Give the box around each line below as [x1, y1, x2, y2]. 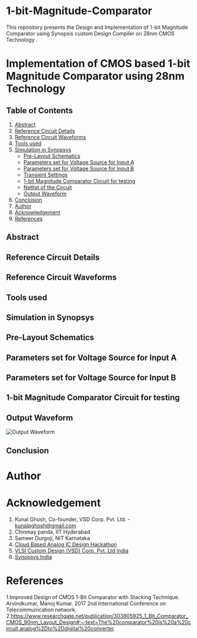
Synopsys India [14, 553, 52, 560]
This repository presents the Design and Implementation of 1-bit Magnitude [6, 24, 188, 31]
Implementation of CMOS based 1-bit [6, 57, 191, 70]
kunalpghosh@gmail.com [14, 522, 76, 529]
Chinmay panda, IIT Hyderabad [14, 528, 91, 535]
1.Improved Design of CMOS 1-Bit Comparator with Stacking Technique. [6, 593, 180, 600]
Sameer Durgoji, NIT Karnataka [14, 534, 90, 541]
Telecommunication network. [6, 606, 77, 613]
